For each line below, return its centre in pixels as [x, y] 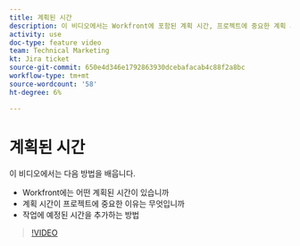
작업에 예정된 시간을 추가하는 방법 [81, 215]
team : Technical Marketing [59, 51]
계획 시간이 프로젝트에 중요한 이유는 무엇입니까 [103, 204]
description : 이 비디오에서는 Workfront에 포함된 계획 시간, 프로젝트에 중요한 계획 [148, 26]
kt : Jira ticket [39, 59]
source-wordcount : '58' [54, 84]
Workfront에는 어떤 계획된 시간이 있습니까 [96, 192]
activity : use [36, 34]
